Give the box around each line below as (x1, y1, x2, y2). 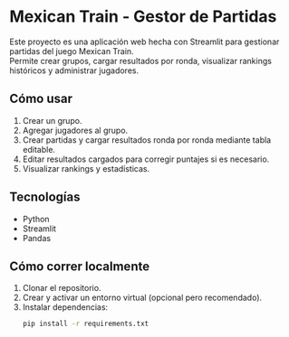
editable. (22, 144, 56, 154)
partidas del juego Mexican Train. (9, 45, 134, 56)
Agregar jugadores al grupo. (22, 125, 129, 136)
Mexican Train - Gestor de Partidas (9, 6, 277, 27)
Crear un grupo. (22, 115, 83, 126)
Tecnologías (9, 190, 81, 205)
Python (22, 213, 50, 224)
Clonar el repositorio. (22, 283, 101, 294)
